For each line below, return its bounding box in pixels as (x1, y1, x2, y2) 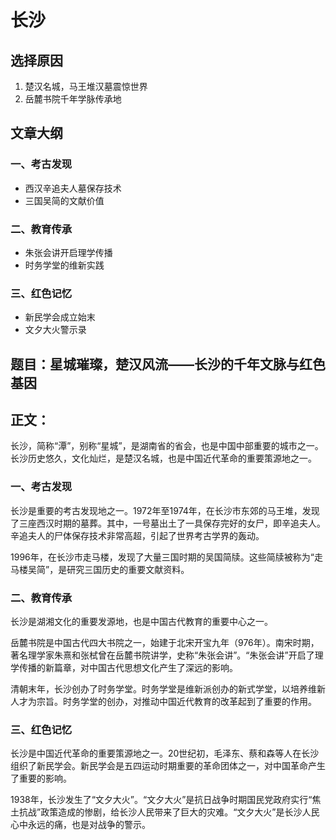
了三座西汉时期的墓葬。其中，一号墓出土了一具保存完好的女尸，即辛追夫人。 (10, 517, 326, 529)
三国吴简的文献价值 (24, 194, 105, 206)
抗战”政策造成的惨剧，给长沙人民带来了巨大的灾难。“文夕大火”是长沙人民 (18, 806, 320, 818)
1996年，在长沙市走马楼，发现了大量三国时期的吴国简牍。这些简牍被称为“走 (10, 551, 323, 563)
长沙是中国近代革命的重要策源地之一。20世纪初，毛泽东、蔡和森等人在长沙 (10, 747, 320, 760)
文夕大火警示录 (24, 324, 87, 336)
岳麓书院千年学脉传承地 (24, 93, 122, 105)
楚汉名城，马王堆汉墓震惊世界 (24, 81, 148, 92)
